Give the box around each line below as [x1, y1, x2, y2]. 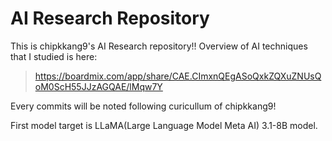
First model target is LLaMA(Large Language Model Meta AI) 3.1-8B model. [10, 119, 318, 131]
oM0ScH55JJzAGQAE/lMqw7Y [34, 80, 163, 92]
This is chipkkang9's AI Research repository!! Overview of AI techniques [10, 40, 308, 52]
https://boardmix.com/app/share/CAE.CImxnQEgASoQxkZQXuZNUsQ [34, 70, 322, 82]
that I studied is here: [10, 50, 98, 62]
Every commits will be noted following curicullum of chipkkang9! [10, 100, 277, 112]
